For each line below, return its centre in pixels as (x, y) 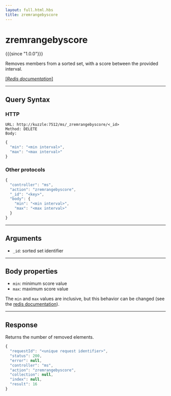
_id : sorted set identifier (38, 251)
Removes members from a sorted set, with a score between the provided (82, 63)
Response (22, 325)
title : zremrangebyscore (32, 15)
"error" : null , (26, 360)
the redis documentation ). (32, 304)
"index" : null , (26, 379)
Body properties (32, 271)
